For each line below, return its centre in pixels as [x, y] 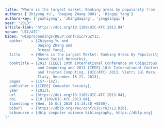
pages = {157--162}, [34, 81]
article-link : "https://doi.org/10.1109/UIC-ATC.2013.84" [65, 28]
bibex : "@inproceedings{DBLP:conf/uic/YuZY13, [53, 37]
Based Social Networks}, [63, 59]
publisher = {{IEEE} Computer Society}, [51, 86]
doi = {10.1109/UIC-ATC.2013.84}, [51, 99]
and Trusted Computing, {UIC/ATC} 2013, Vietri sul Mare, [98, 72]
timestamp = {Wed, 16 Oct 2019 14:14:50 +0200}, [59, 104]
